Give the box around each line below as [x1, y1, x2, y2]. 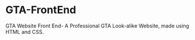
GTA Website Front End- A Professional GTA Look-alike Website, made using [5, 22, 189, 29]
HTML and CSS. [5, 28, 44, 35]
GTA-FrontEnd [5, 3, 76, 17]
